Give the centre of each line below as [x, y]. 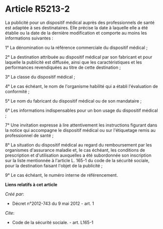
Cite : [10, 213]
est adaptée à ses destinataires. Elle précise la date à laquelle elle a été [76, 27]
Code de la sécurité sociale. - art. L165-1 [53, 222]
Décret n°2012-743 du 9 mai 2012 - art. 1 [53, 203]
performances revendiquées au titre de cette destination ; [63, 67]
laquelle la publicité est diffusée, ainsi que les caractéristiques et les [74, 62]
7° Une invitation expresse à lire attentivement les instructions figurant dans [81, 125]
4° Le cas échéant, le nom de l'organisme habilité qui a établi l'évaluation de [81, 86]
